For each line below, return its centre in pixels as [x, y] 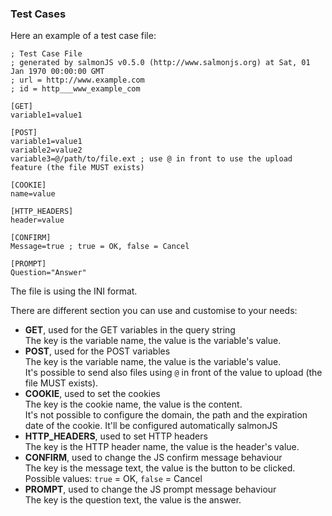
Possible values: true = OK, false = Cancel [113, 479]
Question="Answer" [48, 273]
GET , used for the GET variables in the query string [130, 330]
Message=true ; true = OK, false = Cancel [100, 247]
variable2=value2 [46, 150]
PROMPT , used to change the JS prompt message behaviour [150, 489]
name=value [33, 194]
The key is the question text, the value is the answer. [133, 500]
